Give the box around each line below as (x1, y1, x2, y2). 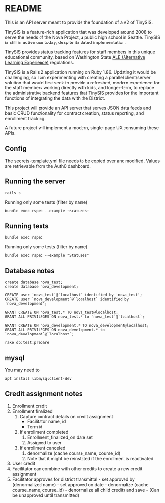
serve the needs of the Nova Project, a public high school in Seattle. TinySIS (5, 34, 161, 40)
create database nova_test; (5, 280, 63, 285)
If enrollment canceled (19, 445, 66, 451)
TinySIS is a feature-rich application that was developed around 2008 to (5, 29, 152, 35)
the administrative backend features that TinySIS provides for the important (5, 90, 159, 96)
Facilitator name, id (27, 419, 66, 424)
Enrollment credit (12, 403, 47, 409)
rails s (5, 190, 21, 195)
